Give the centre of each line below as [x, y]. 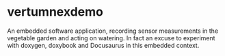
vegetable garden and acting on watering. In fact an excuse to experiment [111, 38]
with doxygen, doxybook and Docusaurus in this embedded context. [103, 45]
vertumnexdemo [55, 12]
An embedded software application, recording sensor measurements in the [113, 31]
